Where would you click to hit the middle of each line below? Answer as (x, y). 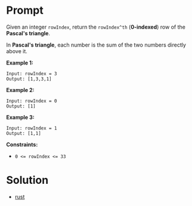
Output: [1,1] (24, 133)
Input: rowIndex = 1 (32, 128)
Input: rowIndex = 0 (32, 101)
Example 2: (20, 90)
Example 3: (20, 117)
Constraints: (22, 144)
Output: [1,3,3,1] (29, 79)
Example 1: (20, 63)
